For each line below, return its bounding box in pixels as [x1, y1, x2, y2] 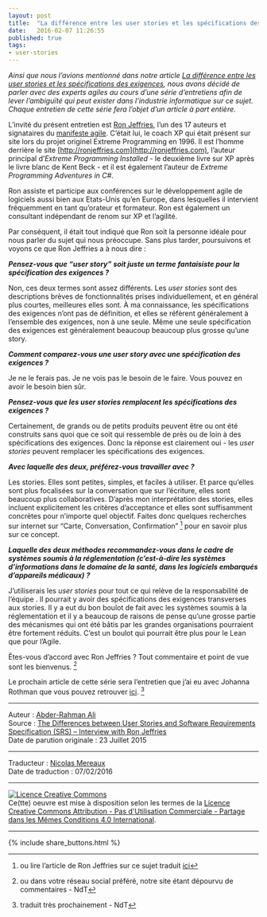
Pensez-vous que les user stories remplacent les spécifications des [8, 398, 238, 406]
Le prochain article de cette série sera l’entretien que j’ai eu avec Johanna [8, 677, 250, 687]
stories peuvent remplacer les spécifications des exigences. [8, 447, 205, 456]
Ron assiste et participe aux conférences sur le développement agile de [8, 186, 243, 195]
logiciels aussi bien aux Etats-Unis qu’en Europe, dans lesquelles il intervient [8, 194, 258, 204]
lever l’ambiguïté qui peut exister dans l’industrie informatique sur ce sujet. [8, 96, 253, 105]
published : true [8, 33, 62, 42]
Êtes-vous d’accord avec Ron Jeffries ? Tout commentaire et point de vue [8, 652, 250, 661]
